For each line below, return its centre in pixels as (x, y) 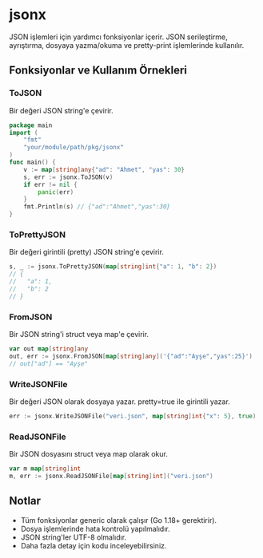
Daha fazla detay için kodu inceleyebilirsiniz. (94, 545)
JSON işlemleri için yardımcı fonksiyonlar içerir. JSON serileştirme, (119, 37)
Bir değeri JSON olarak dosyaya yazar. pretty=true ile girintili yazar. (120, 402)
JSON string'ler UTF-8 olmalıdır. (74, 537)
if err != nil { (51, 184)
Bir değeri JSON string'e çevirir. (62, 110)
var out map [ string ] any (49, 349)
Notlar (25, 501)
